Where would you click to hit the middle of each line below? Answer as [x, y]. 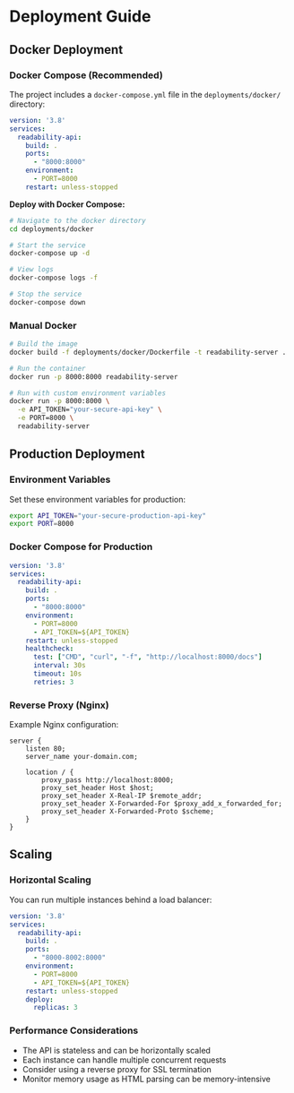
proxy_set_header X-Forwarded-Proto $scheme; [128, 812]
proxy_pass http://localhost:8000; [108, 780]
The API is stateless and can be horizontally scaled [116, 1050]
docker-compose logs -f [54, 278]
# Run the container [48, 368]
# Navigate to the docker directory [78, 220]
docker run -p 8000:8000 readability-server [94, 377]
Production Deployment [77, 454]
